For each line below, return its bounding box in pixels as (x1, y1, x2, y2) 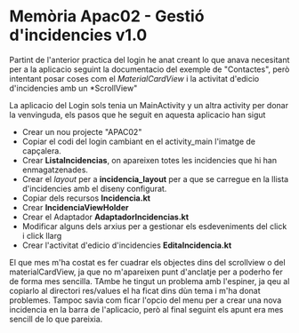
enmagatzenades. (21, 164, 89, 175)
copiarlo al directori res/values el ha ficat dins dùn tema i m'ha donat (9, 285, 261, 296)
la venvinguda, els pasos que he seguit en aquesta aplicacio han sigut (9, 109, 266, 120)
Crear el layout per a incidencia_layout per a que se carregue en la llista (21, 173, 289, 184)
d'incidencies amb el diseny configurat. (21, 183, 167, 194)
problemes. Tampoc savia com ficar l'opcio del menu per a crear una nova (9, 295, 282, 305)
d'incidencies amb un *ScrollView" (9, 83, 138, 93)
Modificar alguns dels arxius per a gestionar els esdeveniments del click (21, 220, 287, 232)
